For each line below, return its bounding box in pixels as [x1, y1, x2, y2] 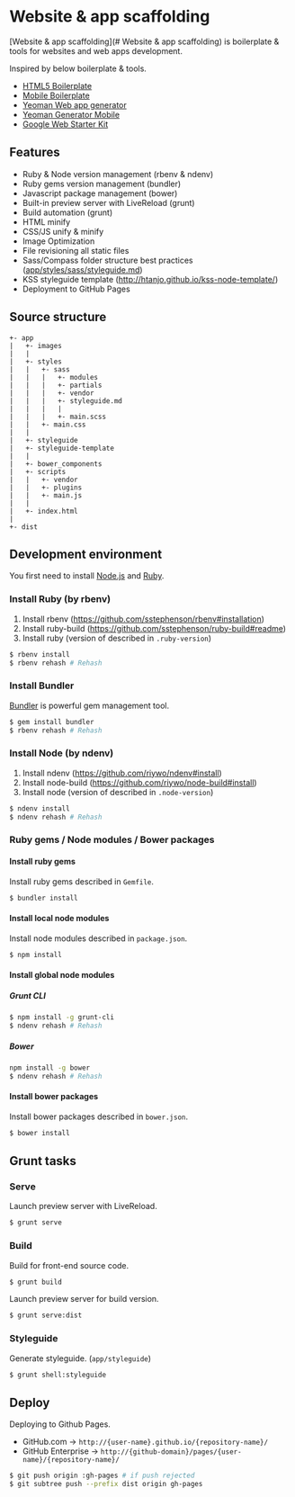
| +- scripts [9, 467, 67, 476]
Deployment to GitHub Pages [22, 283, 130, 294]
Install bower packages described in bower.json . [9, 1111, 189, 1122]
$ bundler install [9, 893, 78, 902]
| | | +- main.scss [9, 412, 106, 421]
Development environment [9, 546, 163, 561]
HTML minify [22, 216, 71, 227]
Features [9, 145, 60, 160]
